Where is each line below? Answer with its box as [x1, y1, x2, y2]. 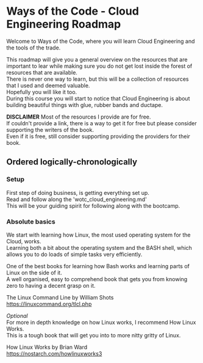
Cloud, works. [6, 237, 41, 245]
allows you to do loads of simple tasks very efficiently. [6, 251, 143, 258]
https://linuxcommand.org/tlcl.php [6, 300, 92, 307]
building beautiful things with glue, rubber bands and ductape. [6, 101, 163, 108]
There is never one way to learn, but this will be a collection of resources [6, 75, 189, 82]
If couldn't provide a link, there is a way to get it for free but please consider [6, 119, 197, 127]
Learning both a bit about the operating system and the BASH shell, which [6, 244, 192, 251]
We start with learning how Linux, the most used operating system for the [6, 231, 191, 238]
